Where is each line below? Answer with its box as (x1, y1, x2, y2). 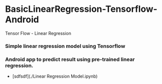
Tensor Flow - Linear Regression (5, 30, 72, 36)
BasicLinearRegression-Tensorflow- (5, 3, 158, 15)
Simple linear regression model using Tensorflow (5, 42, 125, 49)
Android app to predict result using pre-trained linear (5, 56, 135, 63)
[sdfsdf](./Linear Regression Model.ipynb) (12, 73, 98, 80)
